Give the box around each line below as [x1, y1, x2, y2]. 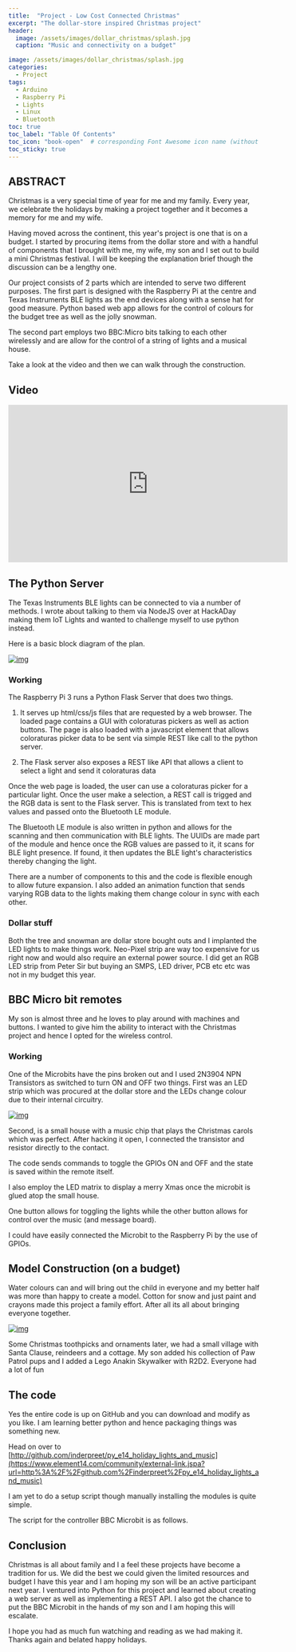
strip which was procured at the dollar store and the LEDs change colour [8, 1086, 247, 1096]
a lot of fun [8, 1365, 45, 1374]
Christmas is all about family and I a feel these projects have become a [8, 1560, 241, 1570]
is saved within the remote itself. [8, 1166, 114, 1176]
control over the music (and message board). [8, 1214, 157, 1224]
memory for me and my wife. [8, 213, 104, 222]
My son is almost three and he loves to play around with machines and [8, 1014, 240, 1024]
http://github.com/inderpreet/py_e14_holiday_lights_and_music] [10, 1450, 218, 1460]
